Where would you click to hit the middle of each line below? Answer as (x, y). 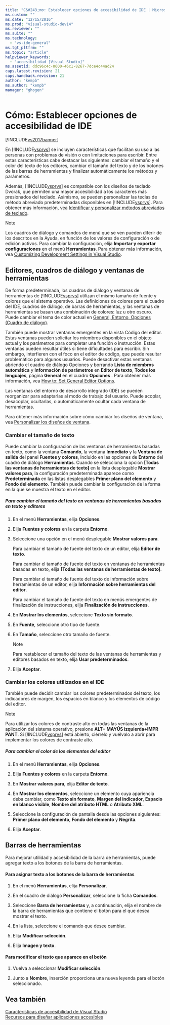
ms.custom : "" (20, 15)
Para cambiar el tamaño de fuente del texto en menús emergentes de (85, 599)
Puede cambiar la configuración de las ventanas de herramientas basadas (83, 446)
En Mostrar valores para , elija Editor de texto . (61, 783)
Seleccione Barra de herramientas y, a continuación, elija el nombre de (87, 905)
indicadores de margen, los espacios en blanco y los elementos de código (83, 698)
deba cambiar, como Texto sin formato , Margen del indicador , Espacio (88, 799)
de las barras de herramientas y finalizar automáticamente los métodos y (81, 171)
